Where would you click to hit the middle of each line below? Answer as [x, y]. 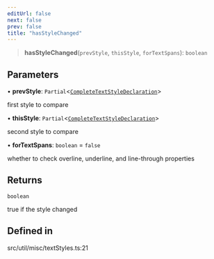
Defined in [30, 231]
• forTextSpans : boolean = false [54, 145]
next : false [24, 20]
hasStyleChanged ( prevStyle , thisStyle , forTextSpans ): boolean [116, 53]
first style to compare [38, 105]
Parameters [33, 75]
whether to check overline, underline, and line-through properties [101, 159]
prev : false [24, 26]
